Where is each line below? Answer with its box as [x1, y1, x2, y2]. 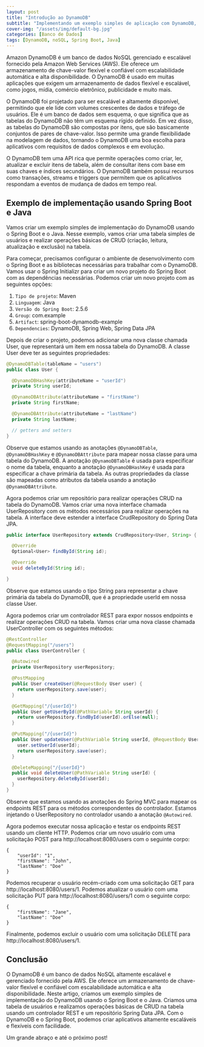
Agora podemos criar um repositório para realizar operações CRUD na [6, 494, 183, 501]
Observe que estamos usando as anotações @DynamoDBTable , [6, 444, 158, 451]
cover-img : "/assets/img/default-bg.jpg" [6, 25, 113, 32]
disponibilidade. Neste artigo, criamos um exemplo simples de [6, 990, 162, 997]
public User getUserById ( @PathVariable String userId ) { [12, 708, 159, 715]
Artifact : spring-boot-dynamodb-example [15, 318, 123, 325]
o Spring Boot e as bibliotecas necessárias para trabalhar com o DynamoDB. [6, 261, 198, 268]
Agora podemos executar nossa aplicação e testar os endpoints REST [6, 822, 181, 830]
